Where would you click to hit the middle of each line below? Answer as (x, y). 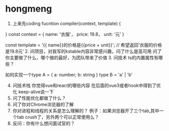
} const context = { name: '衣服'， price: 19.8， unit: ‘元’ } (65, 34)
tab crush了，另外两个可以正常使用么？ (58, 117)
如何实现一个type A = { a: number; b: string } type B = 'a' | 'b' (69, 74)
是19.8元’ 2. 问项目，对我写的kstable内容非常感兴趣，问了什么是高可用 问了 (83, 51)
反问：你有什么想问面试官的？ (44, 123)
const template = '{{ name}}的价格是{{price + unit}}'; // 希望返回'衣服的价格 (84, 45)
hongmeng (29, 9)
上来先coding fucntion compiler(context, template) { (67, 23)
